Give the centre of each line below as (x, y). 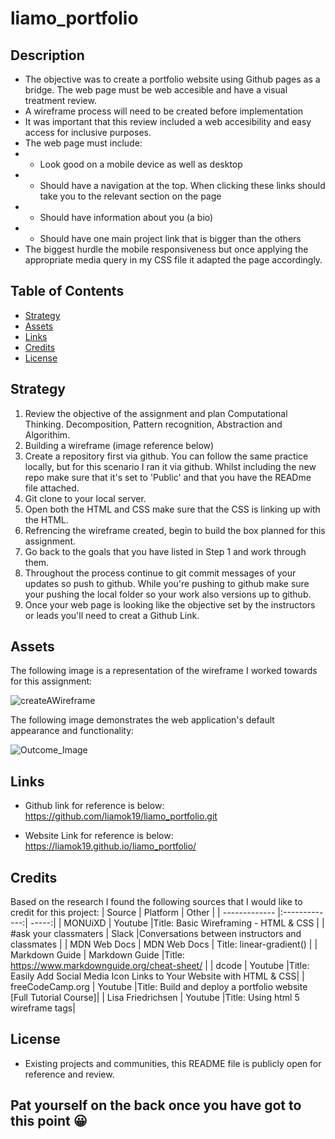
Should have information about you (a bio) (126, 217)
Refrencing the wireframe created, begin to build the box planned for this (175, 530)
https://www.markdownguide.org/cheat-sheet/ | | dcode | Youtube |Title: (160, 966)
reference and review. (69, 1074)
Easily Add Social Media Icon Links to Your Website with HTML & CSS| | (157, 976)
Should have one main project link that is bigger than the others (170, 238)
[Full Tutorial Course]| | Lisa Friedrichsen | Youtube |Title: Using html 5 (155, 998)
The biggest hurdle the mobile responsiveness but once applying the (166, 249)
